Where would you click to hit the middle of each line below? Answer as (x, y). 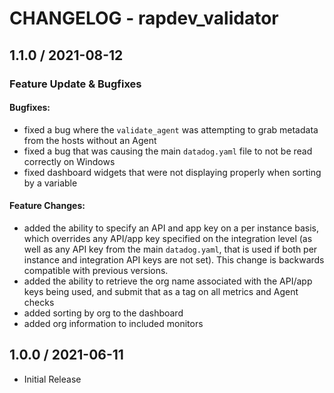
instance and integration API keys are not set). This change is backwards (174, 259)
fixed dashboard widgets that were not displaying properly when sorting (172, 172)
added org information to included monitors (113, 323)
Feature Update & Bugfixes (75, 84)
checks (39, 302)
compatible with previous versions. (96, 270)
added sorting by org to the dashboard (103, 313)
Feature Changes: (47, 206)
